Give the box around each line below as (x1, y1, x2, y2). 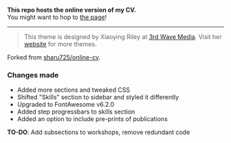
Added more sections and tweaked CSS (16, 86, 131, 94)
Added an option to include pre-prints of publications (16, 115, 168, 123)
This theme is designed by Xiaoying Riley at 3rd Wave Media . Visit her (23, 33, 222, 40)
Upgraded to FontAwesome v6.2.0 (16, 101, 115, 109)
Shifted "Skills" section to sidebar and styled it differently (16, 93, 179, 101)
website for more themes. (23, 40, 98, 48)
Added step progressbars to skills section (16, 107, 135, 116)
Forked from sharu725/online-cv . (7, 53, 101, 61)
